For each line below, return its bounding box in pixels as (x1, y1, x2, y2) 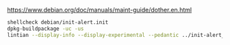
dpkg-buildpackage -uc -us (7, 25, 84, 32)
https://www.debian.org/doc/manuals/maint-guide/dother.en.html (7, 6, 192, 14)
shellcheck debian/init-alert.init (7, 19, 109, 26)
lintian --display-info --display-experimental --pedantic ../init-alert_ (7, 31, 225, 38)
